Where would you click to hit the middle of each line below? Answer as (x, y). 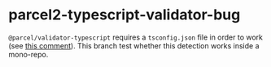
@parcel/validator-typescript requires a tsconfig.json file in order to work (135, 37)
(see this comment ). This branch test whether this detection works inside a (134, 45)
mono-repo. (28, 54)
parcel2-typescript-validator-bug (125, 15)
